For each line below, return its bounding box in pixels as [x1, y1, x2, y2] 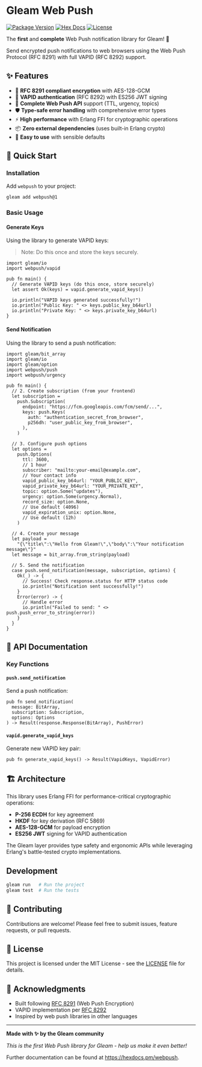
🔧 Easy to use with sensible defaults [14, 133, 105, 141]
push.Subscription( [17, 398, 66, 404]
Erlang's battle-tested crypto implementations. [6, 849, 122, 856]
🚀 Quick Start [6, 151, 57, 161]
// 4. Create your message [11, 530, 79, 537]
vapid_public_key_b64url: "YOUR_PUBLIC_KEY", [22, 477, 138, 483]
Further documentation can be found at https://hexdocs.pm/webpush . [6, 1054, 180, 1061]
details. [6, 966, 25, 973]
